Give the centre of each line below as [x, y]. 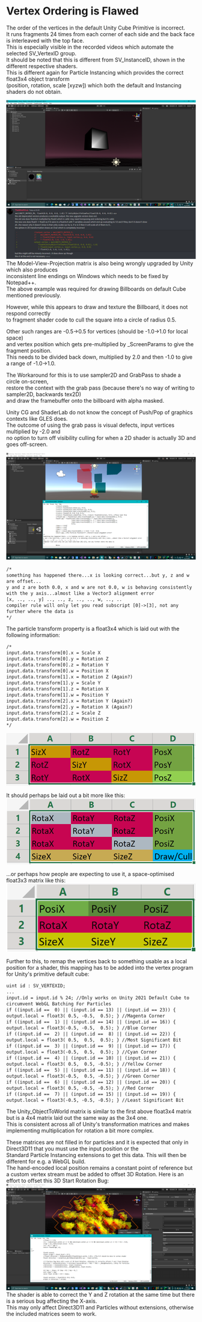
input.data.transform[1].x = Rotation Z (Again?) [70, 677]
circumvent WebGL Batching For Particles [59, 1004]
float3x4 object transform [38, 79]
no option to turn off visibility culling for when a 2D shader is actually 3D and [101, 438]
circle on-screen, [28, 382]
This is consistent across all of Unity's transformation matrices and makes [98, 1124]
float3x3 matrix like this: [36, 881]
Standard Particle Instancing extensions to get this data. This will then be [96, 1155]
